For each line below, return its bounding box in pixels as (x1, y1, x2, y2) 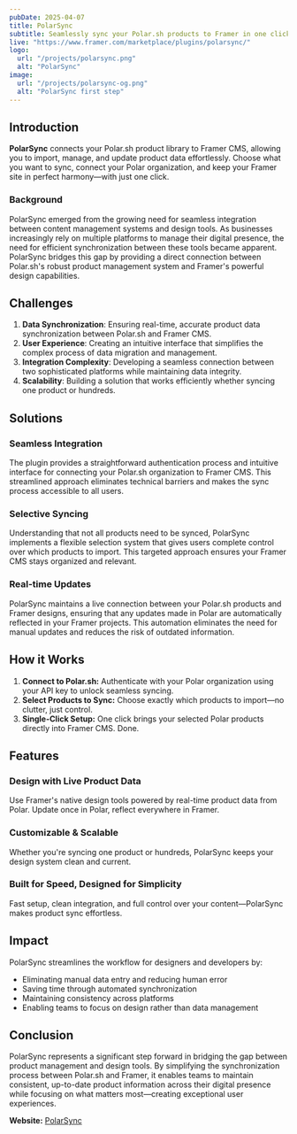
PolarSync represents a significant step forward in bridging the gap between (9, 1051, 288, 1062)
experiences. (9, 1099, 57, 1109)
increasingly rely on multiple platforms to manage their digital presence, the (9, 232, 285, 243)
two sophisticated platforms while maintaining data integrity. (21, 366, 242, 377)
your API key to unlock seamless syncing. (21, 685, 174, 696)
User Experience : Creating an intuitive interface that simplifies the (21, 338, 263, 349)
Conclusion (9, 1028, 74, 1043)
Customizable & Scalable (9, 827, 119, 839)
